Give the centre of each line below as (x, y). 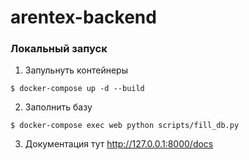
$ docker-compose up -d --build (77, 89)
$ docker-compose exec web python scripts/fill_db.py (125, 126)
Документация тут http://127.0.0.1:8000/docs (119, 144)
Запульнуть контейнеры (76, 70)
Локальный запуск (59, 49)
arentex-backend (83, 17)
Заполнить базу (58, 107)
